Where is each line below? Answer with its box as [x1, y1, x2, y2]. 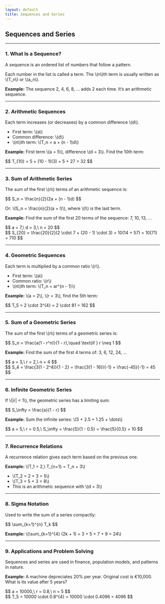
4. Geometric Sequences [5, 252, 66, 259]
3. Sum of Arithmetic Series [5, 175, 72, 182]
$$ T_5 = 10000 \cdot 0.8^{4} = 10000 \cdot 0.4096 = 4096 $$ [5, 594, 133, 600]
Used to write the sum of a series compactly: [5, 511, 96, 517]
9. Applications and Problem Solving [5, 547, 94, 554]
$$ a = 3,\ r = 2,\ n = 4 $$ [5, 359, 57, 365]
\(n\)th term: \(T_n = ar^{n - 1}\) [12, 283, 75, 289]
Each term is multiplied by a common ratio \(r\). [5, 263, 101, 269]
